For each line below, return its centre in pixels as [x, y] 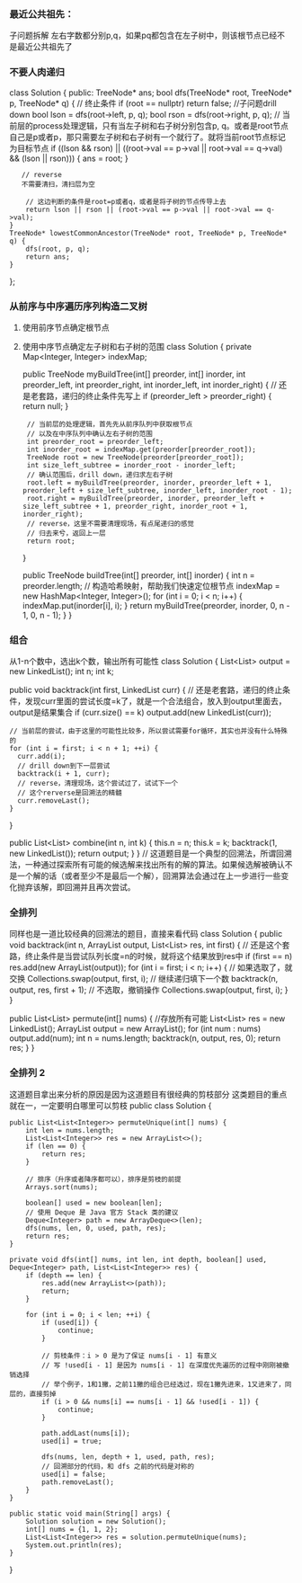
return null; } [45, 405]
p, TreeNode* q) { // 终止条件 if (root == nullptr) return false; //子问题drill [143, 103]
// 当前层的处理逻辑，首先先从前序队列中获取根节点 [110, 424]
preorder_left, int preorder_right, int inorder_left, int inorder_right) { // [149, 385]
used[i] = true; [72, 1441]
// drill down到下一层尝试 [64, 766]
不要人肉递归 [37, 72]
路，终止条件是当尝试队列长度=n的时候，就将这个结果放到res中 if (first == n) [151, 956]
